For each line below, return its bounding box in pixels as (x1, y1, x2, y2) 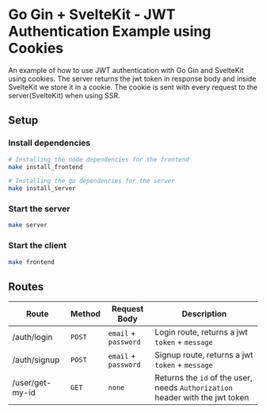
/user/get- (12, 377, 51, 388)
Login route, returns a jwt (154, 327, 248, 338)
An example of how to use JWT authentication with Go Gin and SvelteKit (8, 65, 244, 75)
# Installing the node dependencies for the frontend (8, 155, 190, 163)
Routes (8, 280, 44, 293)
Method (70, 308, 101, 319)
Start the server (8, 204, 70, 215)
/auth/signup (12, 354, 60, 365)
